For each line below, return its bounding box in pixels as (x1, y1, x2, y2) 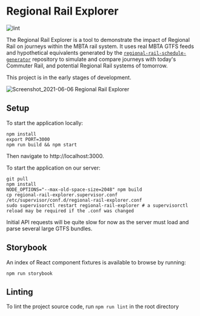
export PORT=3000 (6, 136, 50, 142)
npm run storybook (6, 270, 53, 276)
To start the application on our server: (6, 164, 101, 171)
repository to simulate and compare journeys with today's (32, 55, 176, 63)
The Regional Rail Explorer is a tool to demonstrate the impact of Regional (6, 36, 190, 43)
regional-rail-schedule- (124, 50, 187, 56)
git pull (6, 176, 28, 182)
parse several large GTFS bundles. (6, 225, 93, 232)
